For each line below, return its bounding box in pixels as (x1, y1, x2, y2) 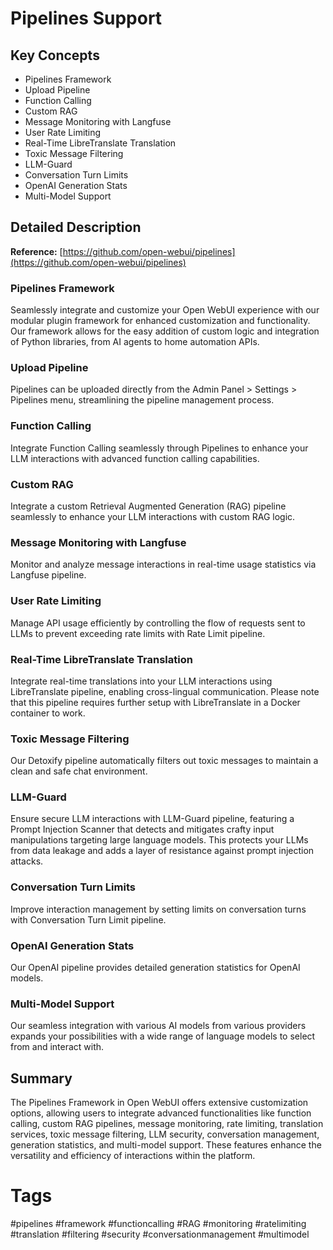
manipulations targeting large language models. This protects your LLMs (10, 834, 309, 846)
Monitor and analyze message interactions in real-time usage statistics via (10, 558, 317, 571)
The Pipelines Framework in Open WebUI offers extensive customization (10, 1097, 309, 1109)
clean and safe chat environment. (10, 765, 148, 777)
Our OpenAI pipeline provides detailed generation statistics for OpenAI (10, 962, 301, 974)
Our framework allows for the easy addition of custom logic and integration (10, 325, 320, 337)
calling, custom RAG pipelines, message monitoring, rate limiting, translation (10, 1118, 324, 1130)
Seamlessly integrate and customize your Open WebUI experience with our (10, 304, 320, 316)
